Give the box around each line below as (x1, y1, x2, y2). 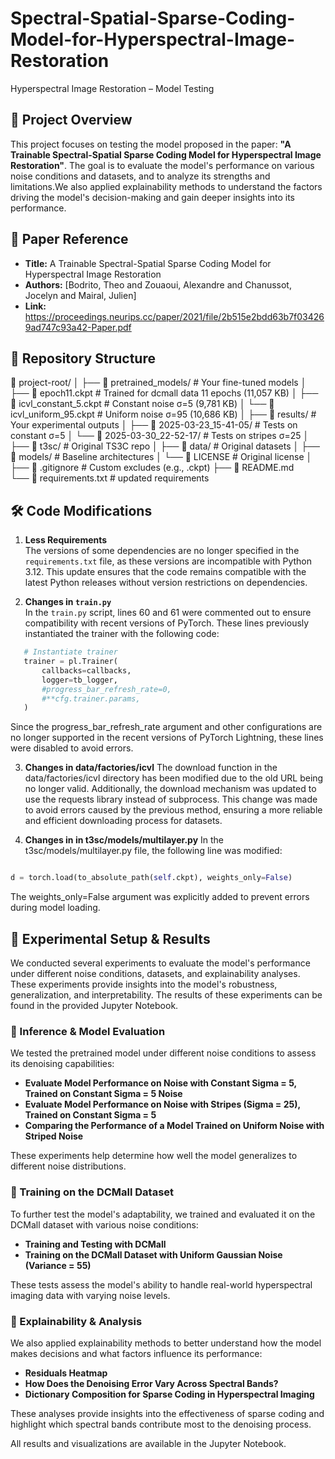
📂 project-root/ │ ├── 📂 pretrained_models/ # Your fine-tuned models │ (10, 377, 307, 389)
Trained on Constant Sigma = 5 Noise (24, 1088, 183, 1100)
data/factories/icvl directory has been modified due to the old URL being (24, 772, 324, 784)
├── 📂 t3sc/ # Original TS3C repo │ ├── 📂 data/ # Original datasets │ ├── (10, 440, 320, 452)
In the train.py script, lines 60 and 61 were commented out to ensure (24, 607, 312, 619)
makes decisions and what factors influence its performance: (10, 1347, 263, 1359)
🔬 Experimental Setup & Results (10, 930, 211, 947)
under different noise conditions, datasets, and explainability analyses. (10, 968, 301, 979)
